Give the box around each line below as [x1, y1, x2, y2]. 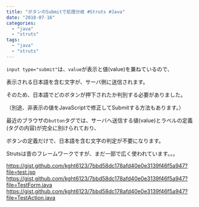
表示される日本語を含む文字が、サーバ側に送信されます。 [6, 78, 149, 85]
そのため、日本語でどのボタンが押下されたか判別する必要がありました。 [6, 91, 186, 98]
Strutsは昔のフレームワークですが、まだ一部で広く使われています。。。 [6, 150, 178, 157]
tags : [6, 37, 20, 43]
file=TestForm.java [6, 181, 52, 188]
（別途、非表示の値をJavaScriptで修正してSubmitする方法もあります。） [6, 104, 185, 111]
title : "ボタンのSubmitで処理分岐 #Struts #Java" [6, 8, 125, 15]
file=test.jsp [6, 168, 36, 176]
